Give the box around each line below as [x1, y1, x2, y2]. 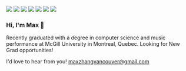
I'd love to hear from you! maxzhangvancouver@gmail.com [6, 58, 150, 65]
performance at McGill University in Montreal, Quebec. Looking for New [6, 40, 181, 48]
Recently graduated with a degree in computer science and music [6, 34, 166, 41]
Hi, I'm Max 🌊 [6, 21, 45, 29]
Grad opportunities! [6, 47, 54, 54]
